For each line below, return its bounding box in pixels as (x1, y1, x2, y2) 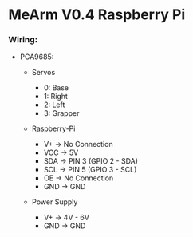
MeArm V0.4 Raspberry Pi (8, 6, 186, 24)
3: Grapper (43, 109, 80, 118)
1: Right (43, 92, 68, 101)
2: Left (43, 100, 65, 109)
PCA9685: (19, 52, 54, 61)
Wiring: (8, 34, 38, 45)
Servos (31, 68, 56, 77)
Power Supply (31, 197, 78, 207)
